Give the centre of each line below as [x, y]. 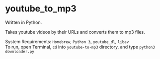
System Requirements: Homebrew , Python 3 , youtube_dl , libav [67, 41]
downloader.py [20, 52]
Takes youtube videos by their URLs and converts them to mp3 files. [75, 32]
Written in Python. [24, 22]
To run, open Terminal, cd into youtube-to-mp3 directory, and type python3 [80, 47]
